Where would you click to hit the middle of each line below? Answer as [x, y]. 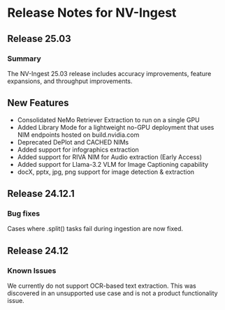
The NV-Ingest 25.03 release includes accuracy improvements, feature [109, 73]
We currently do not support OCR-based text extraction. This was [102, 286]
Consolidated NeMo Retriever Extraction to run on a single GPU [109, 119]
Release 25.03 [39, 39]
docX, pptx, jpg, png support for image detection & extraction [106, 172]
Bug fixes [24, 213]
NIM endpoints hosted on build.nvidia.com [78, 135]
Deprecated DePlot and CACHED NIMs [73, 142]
